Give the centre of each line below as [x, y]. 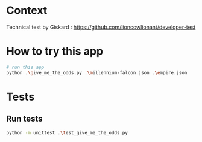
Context [27, 10]
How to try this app [55, 51]
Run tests [24, 119]
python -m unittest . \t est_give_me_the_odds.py [67, 132]
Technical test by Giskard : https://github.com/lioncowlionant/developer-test [101, 27]
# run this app [25, 67]
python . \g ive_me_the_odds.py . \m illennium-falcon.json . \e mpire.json [97, 72]
